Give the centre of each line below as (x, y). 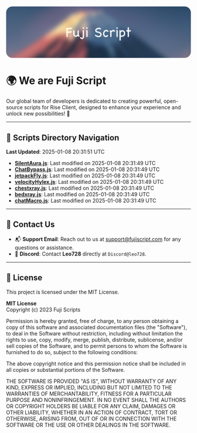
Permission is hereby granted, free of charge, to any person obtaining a (92, 321)
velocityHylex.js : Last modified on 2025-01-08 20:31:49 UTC (89, 182)
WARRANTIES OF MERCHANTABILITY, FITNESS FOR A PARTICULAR (89, 394)
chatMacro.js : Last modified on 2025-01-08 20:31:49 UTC (85, 201)
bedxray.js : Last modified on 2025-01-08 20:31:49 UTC (82, 194)
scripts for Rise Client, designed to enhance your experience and (103, 108)
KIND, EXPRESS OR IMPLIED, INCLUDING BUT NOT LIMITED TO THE (89, 387)
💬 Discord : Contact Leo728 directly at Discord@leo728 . (80, 254)
